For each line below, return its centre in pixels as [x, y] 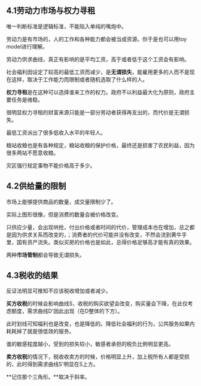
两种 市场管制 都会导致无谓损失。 [45, 255]
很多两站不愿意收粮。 [32, 153]
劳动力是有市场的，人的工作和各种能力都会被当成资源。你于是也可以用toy [97, 39]
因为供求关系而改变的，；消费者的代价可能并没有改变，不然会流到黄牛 [96, 235]
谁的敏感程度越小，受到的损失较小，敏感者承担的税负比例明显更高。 [90, 344]
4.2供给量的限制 [36, 186]
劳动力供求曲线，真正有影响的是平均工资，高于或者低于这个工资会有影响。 [98, 59]
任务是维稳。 [27, 99]
